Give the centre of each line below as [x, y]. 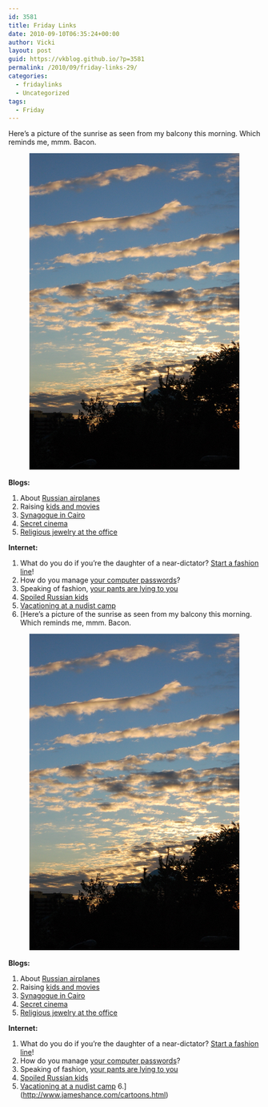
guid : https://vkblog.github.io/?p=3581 [77, 59]
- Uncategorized [42, 93]
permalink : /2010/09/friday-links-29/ [73, 68]
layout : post [30, 51]
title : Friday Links [43, 25]
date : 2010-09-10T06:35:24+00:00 [64, 34]
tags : [17, 101]
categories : [28, 76]
